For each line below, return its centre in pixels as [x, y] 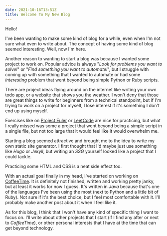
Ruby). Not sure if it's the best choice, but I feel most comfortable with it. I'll [83, 197]
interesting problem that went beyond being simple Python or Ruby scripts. [82, 80]
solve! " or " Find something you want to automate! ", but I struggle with [77, 69]
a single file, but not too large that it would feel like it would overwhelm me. [82, 131]
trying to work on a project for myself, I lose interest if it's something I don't [83, 105]
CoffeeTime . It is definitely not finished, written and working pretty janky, [80, 181]
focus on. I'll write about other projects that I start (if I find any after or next [82, 217]
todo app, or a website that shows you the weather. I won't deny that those [82, 95]
